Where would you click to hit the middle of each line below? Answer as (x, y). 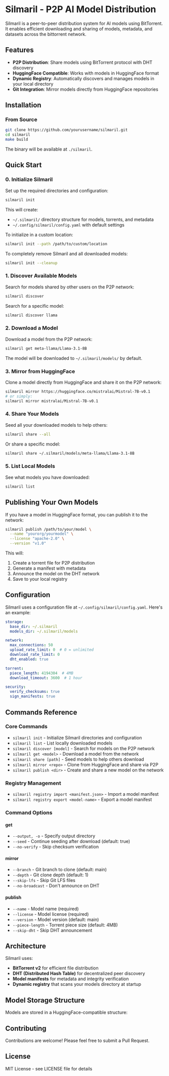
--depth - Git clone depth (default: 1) (50, 875)
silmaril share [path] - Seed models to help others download (78, 759)
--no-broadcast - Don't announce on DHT (56, 886)
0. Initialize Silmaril (29, 179)
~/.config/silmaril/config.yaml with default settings (69, 225)
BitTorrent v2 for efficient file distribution (55, 968)
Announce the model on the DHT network (56, 574)
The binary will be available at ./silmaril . (49, 149)
